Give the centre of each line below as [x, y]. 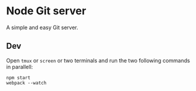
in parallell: [20, 67]
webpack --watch [26, 83]
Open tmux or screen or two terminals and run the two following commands [98, 60]
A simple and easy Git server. [42, 27]
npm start [19, 78]
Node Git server [46, 11]
